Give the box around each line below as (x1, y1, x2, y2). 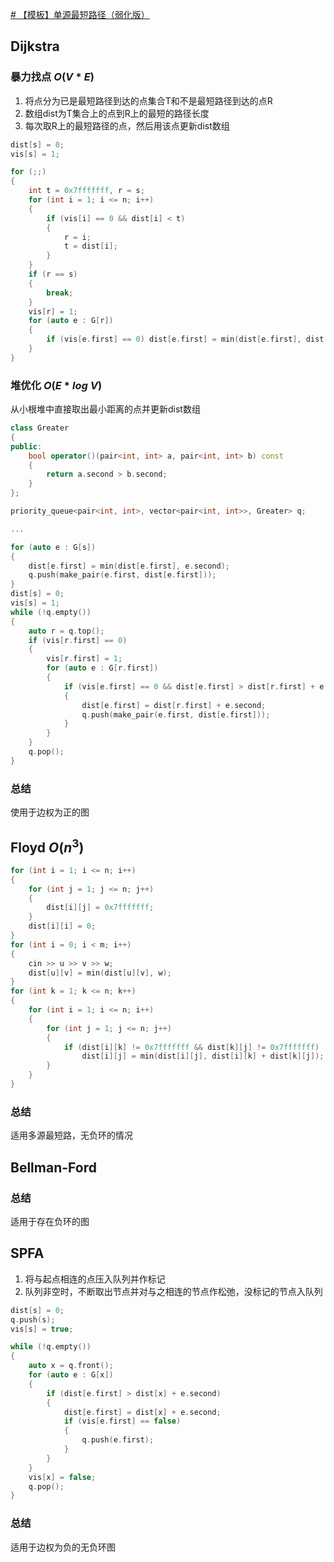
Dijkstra (10, 38, 60, 55)
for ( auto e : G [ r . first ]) (46, 663, 159, 673)
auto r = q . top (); (28, 626, 105, 636)
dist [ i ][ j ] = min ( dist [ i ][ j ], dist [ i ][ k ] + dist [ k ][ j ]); (81, 1051, 325, 1062)
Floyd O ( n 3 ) (10, 836, 85, 856)
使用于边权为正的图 (10, 806, 90, 818)
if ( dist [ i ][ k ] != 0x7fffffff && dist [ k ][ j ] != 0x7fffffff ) (63, 1042, 320, 1052)
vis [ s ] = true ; (10, 1324, 74, 1334)
